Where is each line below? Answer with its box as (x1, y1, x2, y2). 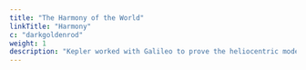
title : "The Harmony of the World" (9, 13, 145, 23)
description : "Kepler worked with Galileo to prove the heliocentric (9, 47, 280, 56)
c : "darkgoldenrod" (9, 30, 84, 39)
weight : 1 (9, 38, 47, 48)
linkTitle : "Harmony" (9, 22, 92, 31)
